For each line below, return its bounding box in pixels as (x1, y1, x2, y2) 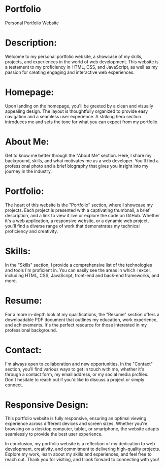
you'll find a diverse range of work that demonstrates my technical (5, 223, 140, 229)
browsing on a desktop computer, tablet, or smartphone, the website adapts (5, 426, 159, 432)
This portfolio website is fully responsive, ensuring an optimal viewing (5, 416, 147, 421)
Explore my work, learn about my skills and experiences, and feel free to (5, 451, 152, 457)
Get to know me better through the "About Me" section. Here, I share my (5, 152, 152, 158)
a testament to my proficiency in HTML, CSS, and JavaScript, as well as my (5, 64, 158, 70)
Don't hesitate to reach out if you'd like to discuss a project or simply (5, 376, 145, 382)
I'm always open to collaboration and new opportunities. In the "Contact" (5, 361, 153, 367)
